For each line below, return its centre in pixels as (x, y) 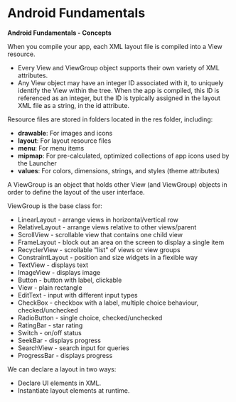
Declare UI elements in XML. (59, 383)
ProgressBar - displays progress (65, 355)
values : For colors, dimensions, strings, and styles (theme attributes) (119, 170)
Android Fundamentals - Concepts (59, 33)
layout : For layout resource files (64, 141)
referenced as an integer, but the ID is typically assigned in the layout (119, 98)
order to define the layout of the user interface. (76, 192)
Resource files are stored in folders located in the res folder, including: (110, 119)
